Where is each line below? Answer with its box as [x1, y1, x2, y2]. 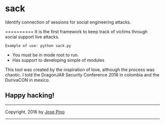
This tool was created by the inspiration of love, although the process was [5, 67, 155, 73]
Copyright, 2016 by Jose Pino [5, 109, 65, 115]
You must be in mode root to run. [12, 52, 79, 58]
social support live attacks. [5, 34, 60, 40]
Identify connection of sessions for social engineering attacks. [5, 19, 132, 25]
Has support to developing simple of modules [12, 57, 105, 63]
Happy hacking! [5, 91, 55, 99]
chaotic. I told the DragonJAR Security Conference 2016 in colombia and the [5, 72, 160, 77]
